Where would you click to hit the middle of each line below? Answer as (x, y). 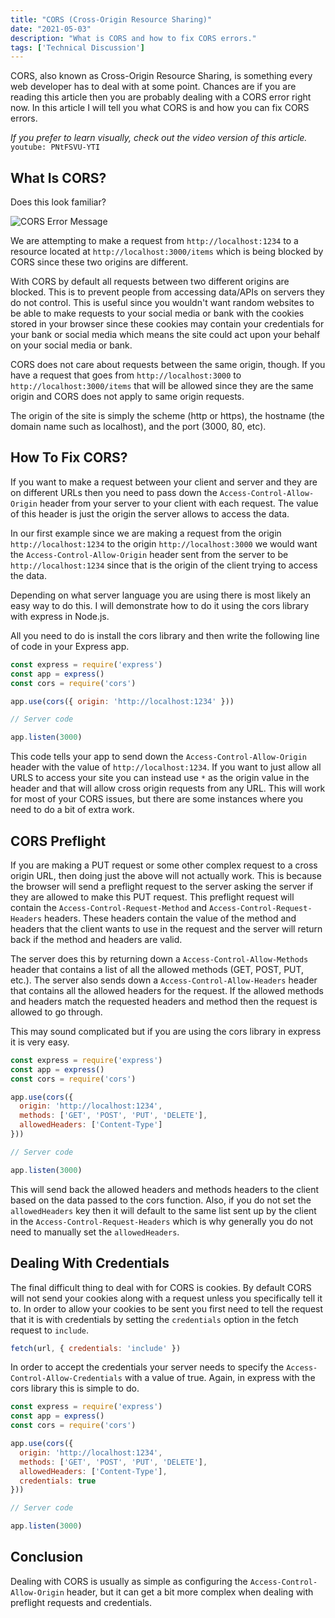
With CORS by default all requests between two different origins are (150, 282)
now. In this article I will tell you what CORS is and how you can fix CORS (160, 108)
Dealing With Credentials (90, 1263)
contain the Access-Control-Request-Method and (108, 907)
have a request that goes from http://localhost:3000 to (126, 375)
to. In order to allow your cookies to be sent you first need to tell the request (167, 1308)
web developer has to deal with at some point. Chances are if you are (153, 87)
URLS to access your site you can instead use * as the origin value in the (160, 778)
